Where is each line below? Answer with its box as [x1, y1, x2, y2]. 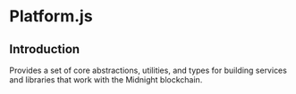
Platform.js [9, 6, 93, 27]
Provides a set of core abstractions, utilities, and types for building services [9, 65, 288, 75]
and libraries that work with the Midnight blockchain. [9, 74, 203, 85]
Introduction [9, 42, 80, 57]
